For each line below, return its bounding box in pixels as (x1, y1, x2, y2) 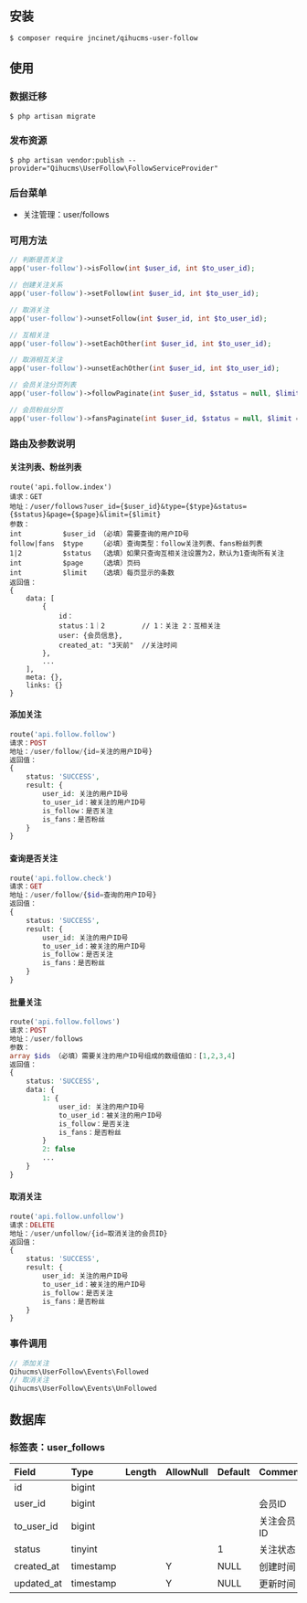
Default (217, 1465, 250, 1478)
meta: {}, (26, 673, 64, 682)
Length (124, 1465, 157, 1478)
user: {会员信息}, (58, 631, 123, 640)
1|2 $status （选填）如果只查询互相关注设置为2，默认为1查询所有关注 (9, 548, 285, 557)
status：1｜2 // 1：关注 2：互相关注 (58, 621, 221, 631)
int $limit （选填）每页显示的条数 (9, 568, 175, 578)
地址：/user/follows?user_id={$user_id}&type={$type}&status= (9, 502, 248, 511)
